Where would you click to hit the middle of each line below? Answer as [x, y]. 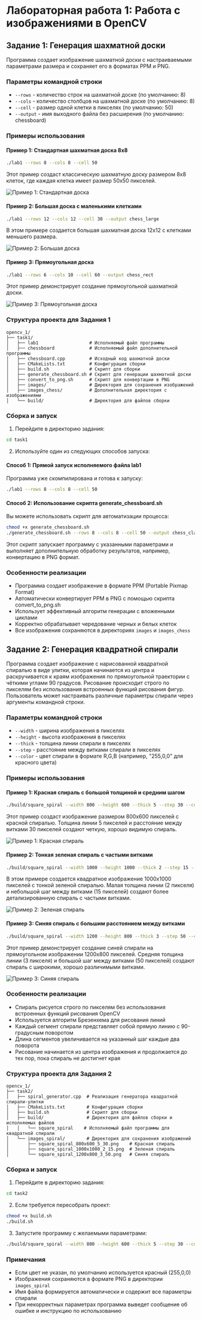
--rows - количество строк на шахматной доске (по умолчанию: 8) [100, 95]
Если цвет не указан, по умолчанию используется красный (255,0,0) [103, 1273]
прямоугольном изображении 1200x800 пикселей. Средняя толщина [95, 954]
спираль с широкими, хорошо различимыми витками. [76, 967]
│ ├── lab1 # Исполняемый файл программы [85, 343]
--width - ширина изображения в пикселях [70, 731]
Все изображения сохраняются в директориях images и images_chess [102, 631]
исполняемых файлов [31, 1123]
